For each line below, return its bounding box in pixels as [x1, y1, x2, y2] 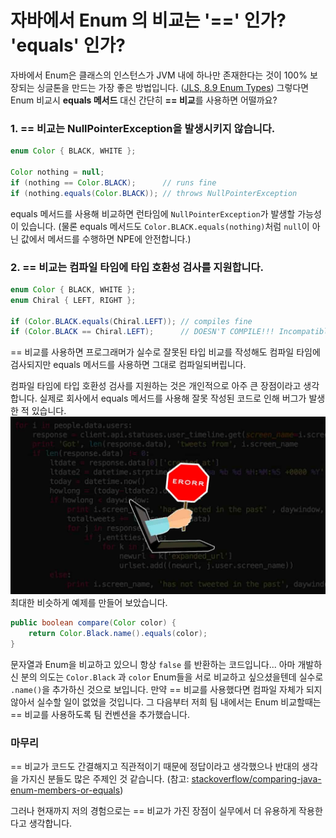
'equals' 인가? [10, 34, 126, 57]
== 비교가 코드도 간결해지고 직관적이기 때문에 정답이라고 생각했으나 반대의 [10, 761, 300, 773]
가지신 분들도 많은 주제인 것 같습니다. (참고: [20, 773, 190, 785]
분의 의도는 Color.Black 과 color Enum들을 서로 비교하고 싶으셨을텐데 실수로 [20, 671, 324, 683]
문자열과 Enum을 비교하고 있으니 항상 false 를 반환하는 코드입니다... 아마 [10, 658, 296, 670]
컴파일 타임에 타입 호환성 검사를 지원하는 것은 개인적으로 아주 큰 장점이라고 [10, 380, 302, 392]
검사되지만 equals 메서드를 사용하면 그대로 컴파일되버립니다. [10, 359, 247, 371]
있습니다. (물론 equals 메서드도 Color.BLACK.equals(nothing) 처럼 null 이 [20, 220, 310, 232]
